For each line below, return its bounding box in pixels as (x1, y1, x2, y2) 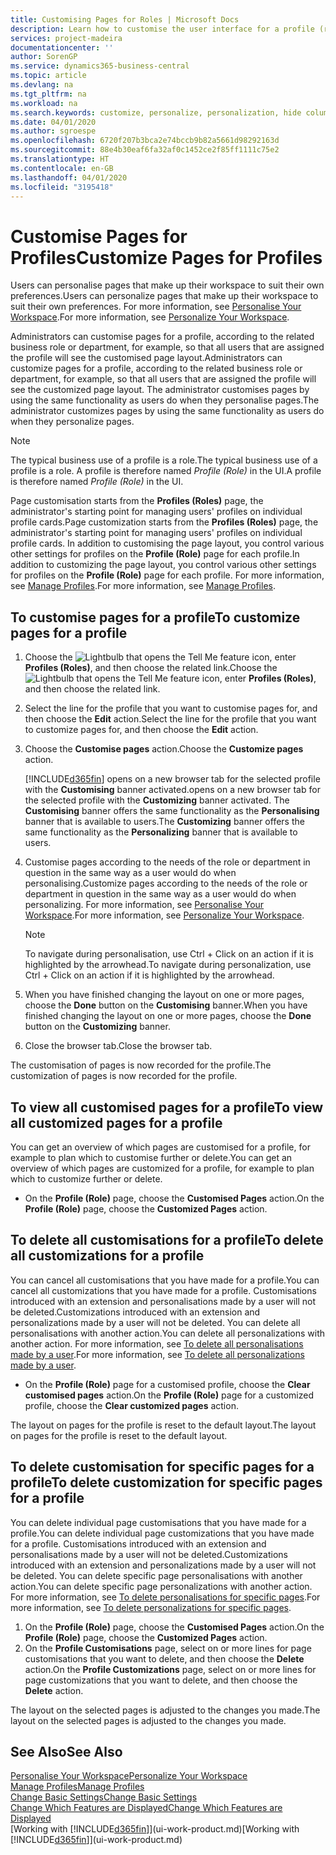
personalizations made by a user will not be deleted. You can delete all (10, 1316, 301, 1328)
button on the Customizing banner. (24, 1021, 171, 1033)
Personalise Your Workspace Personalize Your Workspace (10, 1770, 248, 1782)
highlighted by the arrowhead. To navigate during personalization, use (24, 959, 312, 971)
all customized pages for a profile (10, 1114, 223, 1131)
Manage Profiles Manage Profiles (10, 1781, 145, 1793)
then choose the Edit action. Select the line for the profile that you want (24, 713, 317, 725)
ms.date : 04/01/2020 (10, 117, 97, 127)
